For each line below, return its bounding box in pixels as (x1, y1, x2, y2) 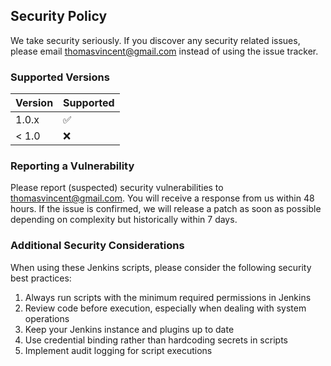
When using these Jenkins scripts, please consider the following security (10, 261, 312, 273)
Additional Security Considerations (10, 239, 185, 253)
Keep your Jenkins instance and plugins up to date (24, 323, 235, 335)
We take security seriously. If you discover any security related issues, (10, 34, 301, 46)
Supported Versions (10, 70, 110, 84)
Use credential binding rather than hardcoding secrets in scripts (24, 334, 288, 346)
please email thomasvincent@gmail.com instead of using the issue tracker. (10, 45, 319, 57)
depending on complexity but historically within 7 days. (10, 214, 238, 226)
